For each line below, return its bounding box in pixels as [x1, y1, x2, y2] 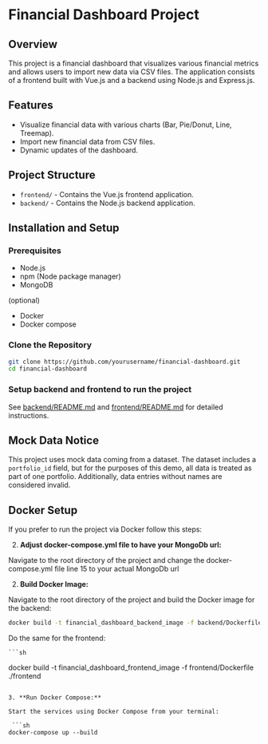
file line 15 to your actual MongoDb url [54, 564, 179, 574]
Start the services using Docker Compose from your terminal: [8, 708, 219, 716]
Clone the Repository [8, 339, 93, 350]
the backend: [8, 604, 52, 613]
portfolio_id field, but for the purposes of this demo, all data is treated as [8, 463, 253, 473]
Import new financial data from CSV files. [19, 137, 156, 146]
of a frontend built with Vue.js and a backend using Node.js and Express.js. [8, 76, 255, 85]
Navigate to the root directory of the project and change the [8, 556, 205, 565]
